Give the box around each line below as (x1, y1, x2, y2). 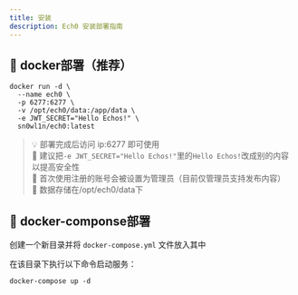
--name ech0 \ (17, 90, 71, 100)
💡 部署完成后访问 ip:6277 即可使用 (31, 139, 160, 150)
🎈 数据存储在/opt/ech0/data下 (31, 184, 143, 195)
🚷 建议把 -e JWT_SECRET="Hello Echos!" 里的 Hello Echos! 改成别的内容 (31, 151, 290, 162)
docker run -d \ (9, 83, 71, 92)
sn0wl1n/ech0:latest (17, 122, 95, 132)
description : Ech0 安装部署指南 (9, 22, 124, 31)
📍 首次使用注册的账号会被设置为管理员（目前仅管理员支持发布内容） (31, 173, 285, 184)
